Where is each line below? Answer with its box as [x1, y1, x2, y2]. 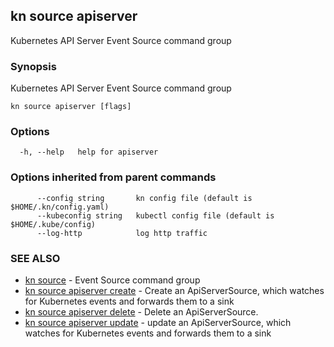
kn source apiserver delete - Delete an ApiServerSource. [24, 306, 259, 318]
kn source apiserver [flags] [10, 102, 132, 112]
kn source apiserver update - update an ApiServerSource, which [24, 317, 292, 328]
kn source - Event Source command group [24, 274, 201, 286]
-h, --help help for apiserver [19, 147, 159, 158]
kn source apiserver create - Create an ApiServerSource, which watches [24, 285, 325, 296]
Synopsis [10, 59, 57, 73]
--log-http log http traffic [36, 228, 208, 238]
